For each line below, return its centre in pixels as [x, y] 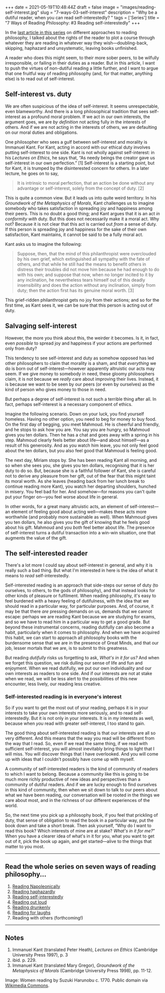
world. [12, 805]
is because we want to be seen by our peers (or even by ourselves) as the [80, 384]
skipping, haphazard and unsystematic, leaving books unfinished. [71, 48]
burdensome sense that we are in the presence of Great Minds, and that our [82, 643]
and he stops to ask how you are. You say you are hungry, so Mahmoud [78, 430]
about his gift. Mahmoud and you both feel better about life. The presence [80, 527]
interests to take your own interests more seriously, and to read [69, 713]
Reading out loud [29, 902]
